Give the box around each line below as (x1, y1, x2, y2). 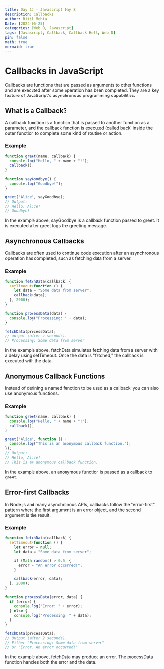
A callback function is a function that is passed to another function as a (5, 120, 150, 126)
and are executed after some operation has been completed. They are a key (5, 87, 159, 93)
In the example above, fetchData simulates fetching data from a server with (5, 347, 158, 353)
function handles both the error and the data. (5, 659, 97, 665)
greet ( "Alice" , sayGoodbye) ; (5, 194, 65, 199)
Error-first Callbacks (5, 488, 70, 497)
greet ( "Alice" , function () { (5, 436, 67, 442)
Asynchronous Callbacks (5, 237, 85, 245)
